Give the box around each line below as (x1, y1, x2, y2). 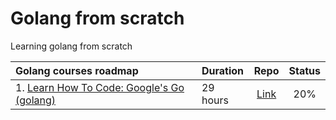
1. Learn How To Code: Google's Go (15, 80, 185, 94)
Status (288, 63, 321, 77)
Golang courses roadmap (15, 63, 139, 77)
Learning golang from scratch (10, 40, 133, 52)
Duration (201, 63, 244, 77)
